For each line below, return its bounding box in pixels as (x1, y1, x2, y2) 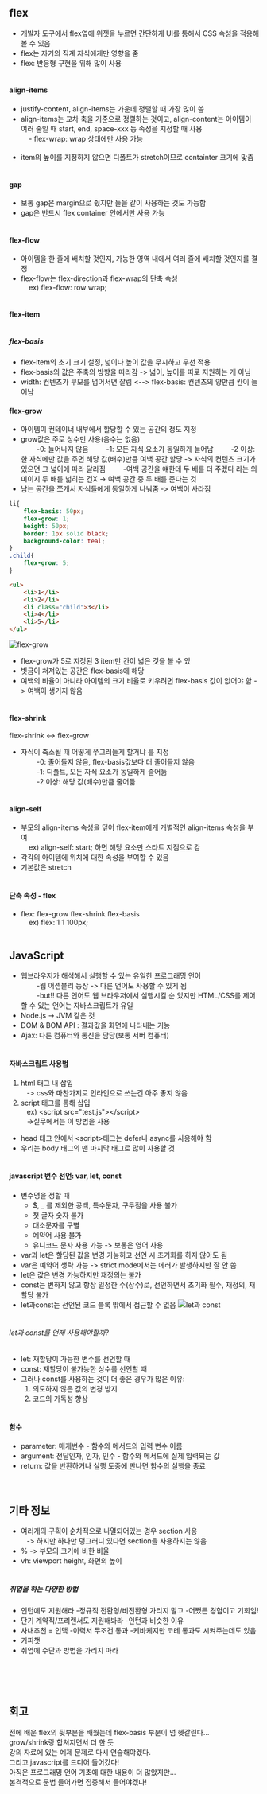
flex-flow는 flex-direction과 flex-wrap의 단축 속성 (20, 274, 178, 283)
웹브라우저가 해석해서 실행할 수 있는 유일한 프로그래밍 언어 (20, 971, 202, 981)
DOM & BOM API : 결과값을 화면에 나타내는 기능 (20, 1021, 171, 1030)
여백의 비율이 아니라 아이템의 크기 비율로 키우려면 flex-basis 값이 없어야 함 (20, 676, 253, 686)
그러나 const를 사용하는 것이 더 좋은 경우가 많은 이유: (20, 1374, 185, 1383)
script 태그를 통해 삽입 (20, 1098, 91, 1107)
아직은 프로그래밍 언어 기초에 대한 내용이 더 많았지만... (9, 1767, 176, 1776)
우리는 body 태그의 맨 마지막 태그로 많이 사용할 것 (20, 1143, 176, 1153)
